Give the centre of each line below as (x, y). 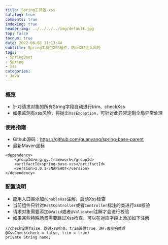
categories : (18, 72)
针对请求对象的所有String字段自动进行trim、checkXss (69, 107)
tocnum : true (19, 39)
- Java (12, 76)
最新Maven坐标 (29, 146)
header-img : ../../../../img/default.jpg (50, 29)
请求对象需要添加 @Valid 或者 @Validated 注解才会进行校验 (71, 212)
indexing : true (21, 24)
